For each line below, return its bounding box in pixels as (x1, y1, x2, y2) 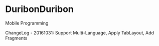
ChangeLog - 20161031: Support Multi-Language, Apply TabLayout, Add (5, 29, 154, 35)
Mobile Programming (5, 20, 49, 26)
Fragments (5, 35, 28, 41)
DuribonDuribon (5, 3, 74, 15)
